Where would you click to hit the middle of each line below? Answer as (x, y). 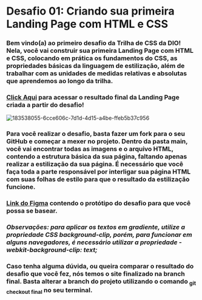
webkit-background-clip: (44, 250)
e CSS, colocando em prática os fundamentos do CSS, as (92, 58)
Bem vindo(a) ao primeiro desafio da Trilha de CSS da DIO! (94, 43)
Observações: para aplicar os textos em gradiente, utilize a (96, 227)
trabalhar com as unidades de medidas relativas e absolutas (96, 73)
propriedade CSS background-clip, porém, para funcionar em (99, 235)
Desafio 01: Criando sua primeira (90, 11)
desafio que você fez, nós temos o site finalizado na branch (96, 274)
